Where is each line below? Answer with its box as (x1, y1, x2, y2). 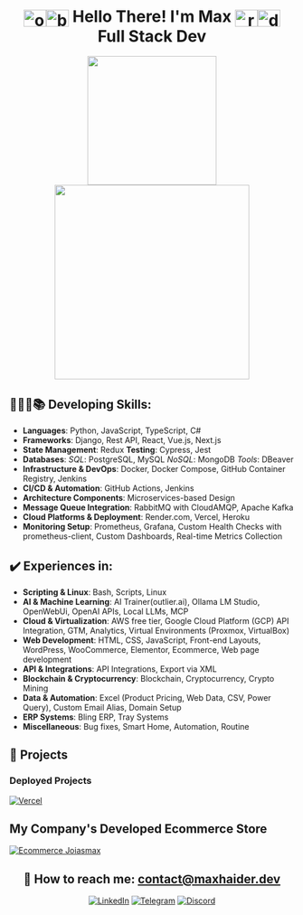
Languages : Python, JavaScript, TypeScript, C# (22, 425, 202, 436)
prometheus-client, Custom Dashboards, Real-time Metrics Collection (22, 531, 283, 542)
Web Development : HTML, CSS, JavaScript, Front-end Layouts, (22, 635, 261, 646)
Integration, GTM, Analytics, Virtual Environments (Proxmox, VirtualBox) (22, 625, 289, 636)
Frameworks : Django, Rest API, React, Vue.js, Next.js (22, 435, 222, 446)
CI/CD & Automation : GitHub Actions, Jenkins (22, 483, 194, 494)
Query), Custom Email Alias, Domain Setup (22, 702, 183, 712)
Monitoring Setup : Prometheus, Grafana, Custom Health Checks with (22, 522, 282, 533)
